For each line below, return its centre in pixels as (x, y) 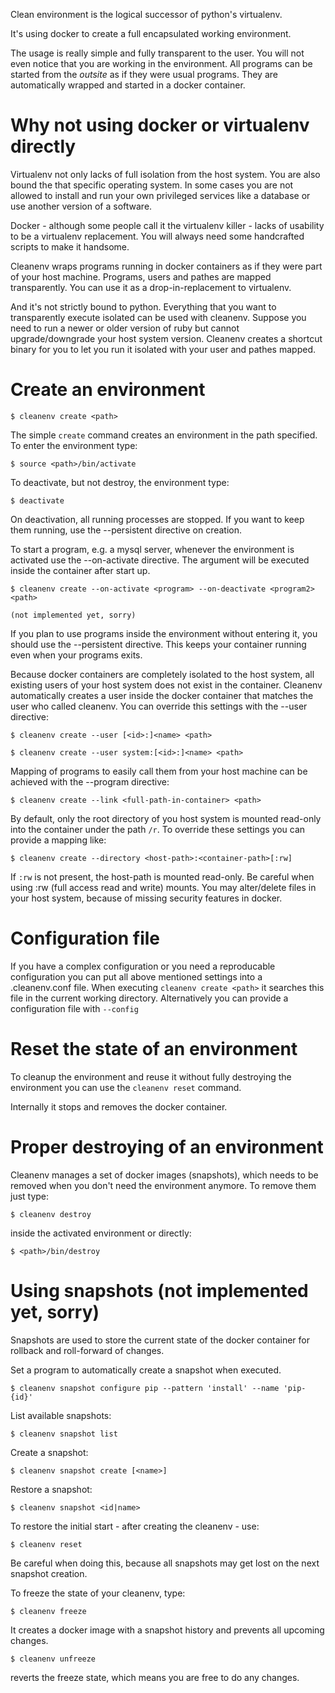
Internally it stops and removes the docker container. (119, 1106)
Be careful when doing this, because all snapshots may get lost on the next (165, 1563)
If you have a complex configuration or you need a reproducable (143, 966)
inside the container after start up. (80, 570)
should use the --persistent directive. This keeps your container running (158, 644)
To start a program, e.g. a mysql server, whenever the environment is (152, 549)
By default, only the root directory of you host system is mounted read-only (166, 818)
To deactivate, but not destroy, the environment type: (120, 482)
